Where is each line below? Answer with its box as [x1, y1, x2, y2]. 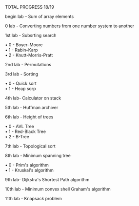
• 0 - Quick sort [5, 80, 37, 86]
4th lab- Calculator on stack [5, 95, 61, 101]
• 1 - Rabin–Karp [5, 47, 38, 53]
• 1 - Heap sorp [5, 86, 36, 92]
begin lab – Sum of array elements [5, 14, 74, 19]
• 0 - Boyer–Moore [5, 42, 43, 48]
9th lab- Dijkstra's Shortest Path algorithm [5, 177, 90, 182]
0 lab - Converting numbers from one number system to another [5, 23, 135, 29]
